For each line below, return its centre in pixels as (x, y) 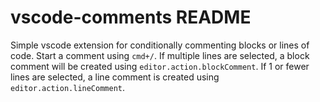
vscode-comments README (131, 17)
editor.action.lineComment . (68, 87)
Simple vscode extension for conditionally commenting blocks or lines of (160, 45)
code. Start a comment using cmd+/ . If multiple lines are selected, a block (160, 55)
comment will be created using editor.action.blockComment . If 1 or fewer (160, 66)
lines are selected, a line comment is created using (115, 77)
